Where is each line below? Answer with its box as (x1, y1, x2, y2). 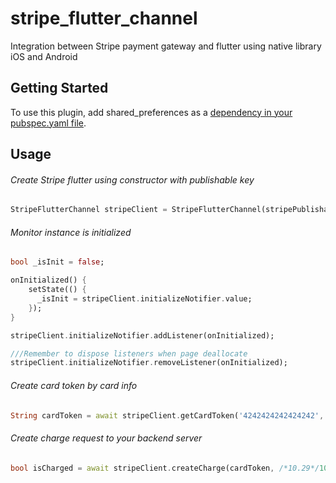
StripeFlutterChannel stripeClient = (10, 205, 168, 215)
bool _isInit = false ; (10, 257, 105, 267)
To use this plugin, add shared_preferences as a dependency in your (10, 106, 293, 118)
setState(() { (28, 285, 87, 295)
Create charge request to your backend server (10, 432, 203, 444)
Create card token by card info (10, 379, 138, 391)
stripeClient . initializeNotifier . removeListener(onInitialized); (10, 358, 288, 368)
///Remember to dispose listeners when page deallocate (10, 348, 248, 359)
